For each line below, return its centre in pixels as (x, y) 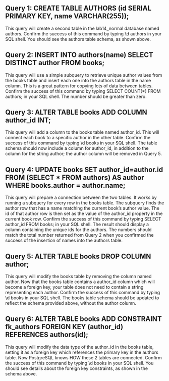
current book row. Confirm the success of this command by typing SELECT (83, 219)
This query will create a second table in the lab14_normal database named (82, 28)
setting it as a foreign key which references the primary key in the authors (82, 352)
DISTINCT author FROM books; (55, 63)
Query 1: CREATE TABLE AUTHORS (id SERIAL (78, 8)
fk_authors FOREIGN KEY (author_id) (64, 327)
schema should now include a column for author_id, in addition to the (77, 148)
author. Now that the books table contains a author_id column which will (80, 282)
